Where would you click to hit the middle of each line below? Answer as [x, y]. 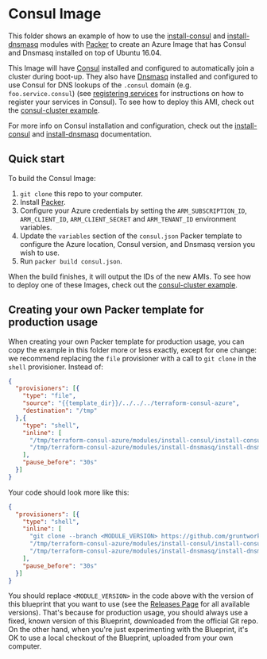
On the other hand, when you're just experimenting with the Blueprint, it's [128, 630]
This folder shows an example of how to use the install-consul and [117, 36]
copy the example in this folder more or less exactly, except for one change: [132, 349]
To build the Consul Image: [52, 178]
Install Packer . [43, 202]
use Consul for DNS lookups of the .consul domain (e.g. [100, 85]
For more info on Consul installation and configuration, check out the [120, 125]
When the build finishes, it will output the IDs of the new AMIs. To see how [130, 276]
